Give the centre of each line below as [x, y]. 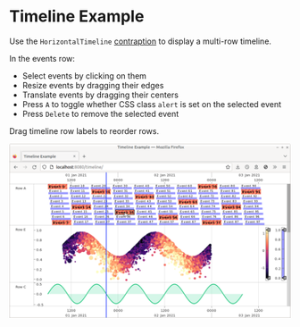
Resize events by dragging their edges [93, 85]
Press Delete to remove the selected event [100, 113]
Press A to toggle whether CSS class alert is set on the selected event [152, 104]
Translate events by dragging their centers [100, 95]
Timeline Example [77, 17]
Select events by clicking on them [84, 75]
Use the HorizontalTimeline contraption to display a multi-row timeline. [141, 41]
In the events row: [42, 58]
